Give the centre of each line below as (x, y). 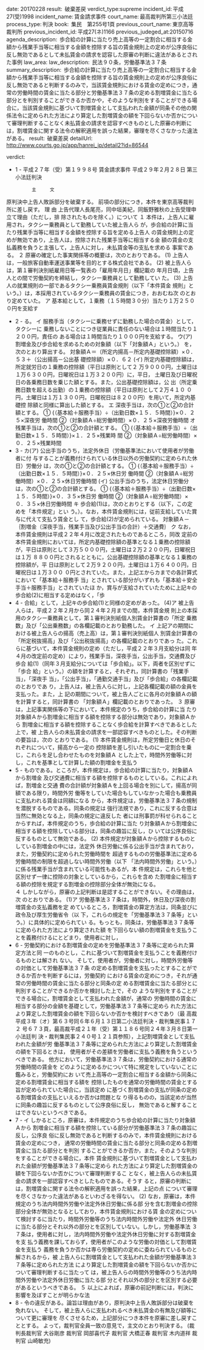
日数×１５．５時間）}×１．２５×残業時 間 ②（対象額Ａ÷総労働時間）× (109, 435)
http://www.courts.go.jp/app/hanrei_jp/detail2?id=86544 (77, 145)
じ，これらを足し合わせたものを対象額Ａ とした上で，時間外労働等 (98, 755)
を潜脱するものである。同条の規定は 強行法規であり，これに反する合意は (106, 808)
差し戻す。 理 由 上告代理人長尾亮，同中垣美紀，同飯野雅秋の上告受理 (104, 209)
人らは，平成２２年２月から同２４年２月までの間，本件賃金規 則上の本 (104, 610)
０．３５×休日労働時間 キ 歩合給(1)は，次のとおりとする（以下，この (101, 504)
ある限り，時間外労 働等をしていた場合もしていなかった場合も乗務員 (111, 793)
